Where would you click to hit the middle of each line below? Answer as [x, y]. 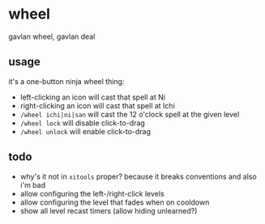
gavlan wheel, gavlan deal [52, 36]
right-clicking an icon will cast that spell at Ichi [98, 105]
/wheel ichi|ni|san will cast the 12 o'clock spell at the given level [130, 114]
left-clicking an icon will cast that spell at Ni [93, 97]
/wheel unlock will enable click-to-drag [85, 131]
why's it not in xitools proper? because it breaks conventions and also [138, 176]
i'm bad [33, 185]
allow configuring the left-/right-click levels [92, 193]
